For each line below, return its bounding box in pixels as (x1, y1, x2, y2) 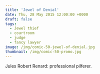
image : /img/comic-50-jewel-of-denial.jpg (5, 44, 95, 49)
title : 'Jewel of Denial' (5, 7, 59, 12)
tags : (5, 21, 16, 26)
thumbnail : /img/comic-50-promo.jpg (5, 49, 81, 54)
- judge (9, 35, 26, 40)
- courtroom (9, 30, 35, 35)
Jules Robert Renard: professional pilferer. (5, 63, 92, 69)
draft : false (5, 16, 32, 21)
